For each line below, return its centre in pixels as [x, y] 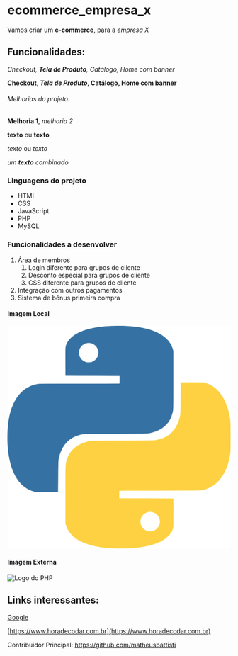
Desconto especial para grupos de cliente [89, 275]
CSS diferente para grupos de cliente [82, 283]
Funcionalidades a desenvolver [62, 244]
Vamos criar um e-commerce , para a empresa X [78, 30]
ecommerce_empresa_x [79, 10]
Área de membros [44, 260]
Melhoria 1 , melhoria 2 [40, 121]
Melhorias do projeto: [39, 99]
